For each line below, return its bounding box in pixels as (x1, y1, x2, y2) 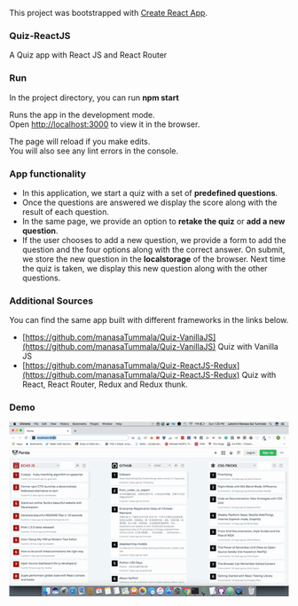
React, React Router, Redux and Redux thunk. (21, 379, 188, 390)
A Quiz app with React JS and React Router (9, 50, 168, 60)
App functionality (9, 168, 87, 180)
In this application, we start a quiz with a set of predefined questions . (21, 187, 278, 198)
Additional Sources (9, 295, 94, 307)
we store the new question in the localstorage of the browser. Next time (21, 253, 286, 264)
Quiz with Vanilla (217, 342, 279, 352)
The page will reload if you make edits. (9, 136, 151, 146)
